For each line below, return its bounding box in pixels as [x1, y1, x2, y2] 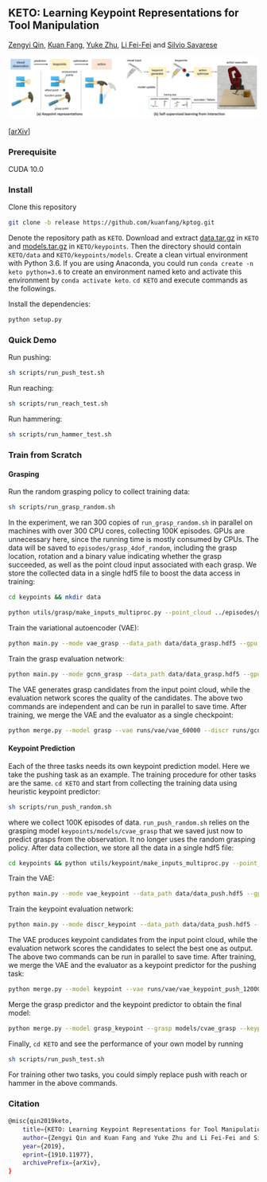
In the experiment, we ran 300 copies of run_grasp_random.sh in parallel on [8, 517, 253, 528]
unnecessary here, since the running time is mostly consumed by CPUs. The [8, 535, 259, 544]
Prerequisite [8, 146, 57, 158]
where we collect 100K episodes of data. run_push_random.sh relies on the [8, 817, 250, 827]
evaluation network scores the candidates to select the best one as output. [8, 943, 253, 954]
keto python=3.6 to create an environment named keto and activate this [8, 267, 242, 277]
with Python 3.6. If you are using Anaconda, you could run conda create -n [8, 259, 254, 268]
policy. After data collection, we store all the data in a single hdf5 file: [8, 843, 234, 852]
